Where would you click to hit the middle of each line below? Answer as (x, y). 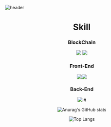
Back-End (82, 89)
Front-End (82, 66)
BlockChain (82, 42)
